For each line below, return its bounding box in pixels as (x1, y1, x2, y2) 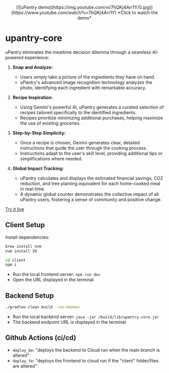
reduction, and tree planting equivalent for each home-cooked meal (20, 180, 160, 187)
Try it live (5, 206, 24, 212)
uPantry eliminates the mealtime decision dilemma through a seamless (5, 49, 151, 55)
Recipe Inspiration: (12, 94, 53, 100)
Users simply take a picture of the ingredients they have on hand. (20, 74, 155, 80)
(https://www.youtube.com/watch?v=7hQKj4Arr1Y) (11, 10, 117, 16)
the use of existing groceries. (20, 120, 81, 126)
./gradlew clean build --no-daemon (5, 305, 80, 310)
